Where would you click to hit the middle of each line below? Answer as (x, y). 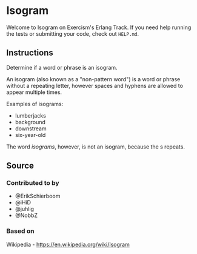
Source (20, 166)
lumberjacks (31, 115)
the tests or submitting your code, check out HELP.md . (73, 33)
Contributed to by (33, 183)
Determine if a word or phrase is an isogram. (62, 67)
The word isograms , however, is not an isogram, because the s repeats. (95, 147)
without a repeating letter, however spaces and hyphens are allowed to (95, 85)
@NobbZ (26, 215)
